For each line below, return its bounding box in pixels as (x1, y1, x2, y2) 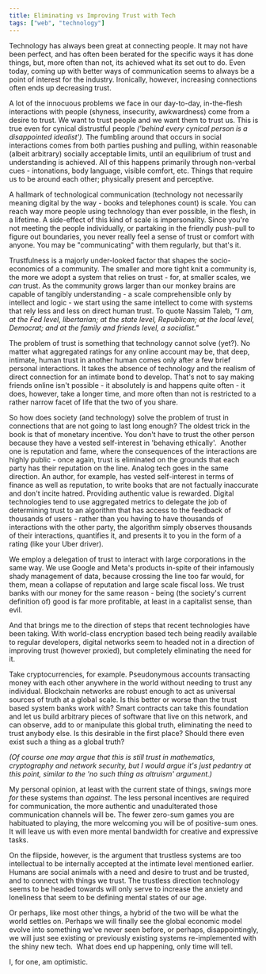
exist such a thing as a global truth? (9, 737, 125, 746)
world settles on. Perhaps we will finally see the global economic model (9, 916, 242, 926)
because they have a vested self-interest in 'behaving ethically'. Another (9, 438, 247, 447)
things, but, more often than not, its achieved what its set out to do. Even (9, 57, 246, 67)
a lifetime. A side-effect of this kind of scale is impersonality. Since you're (9, 215, 249, 224)
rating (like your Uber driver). (9, 539, 104, 548)
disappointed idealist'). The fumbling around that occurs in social (9, 132, 222, 141)
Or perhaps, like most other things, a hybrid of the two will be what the (9, 907, 239, 917)
